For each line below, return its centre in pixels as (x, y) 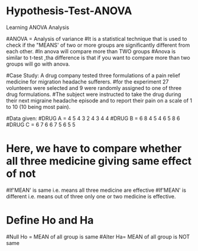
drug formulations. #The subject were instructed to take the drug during (94, 94)
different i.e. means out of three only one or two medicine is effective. (91, 196)
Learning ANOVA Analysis (38, 27)
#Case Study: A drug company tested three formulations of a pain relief (93, 75)
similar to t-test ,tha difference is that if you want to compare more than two (98, 57)
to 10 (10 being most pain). (38, 107)
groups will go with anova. (38, 64)
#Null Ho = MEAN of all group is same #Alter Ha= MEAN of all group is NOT (98, 236)
